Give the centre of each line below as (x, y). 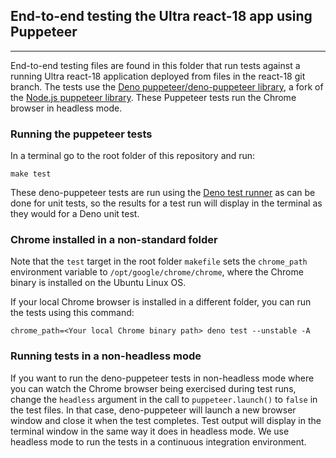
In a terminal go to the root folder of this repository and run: (133, 156)
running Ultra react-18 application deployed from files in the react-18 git (158, 76)
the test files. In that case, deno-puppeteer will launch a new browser (153, 410)
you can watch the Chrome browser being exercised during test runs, (153, 388)
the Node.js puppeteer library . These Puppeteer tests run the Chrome (153, 97)
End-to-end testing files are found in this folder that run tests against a (155, 65)
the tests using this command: (72, 313)
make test (31, 174)
